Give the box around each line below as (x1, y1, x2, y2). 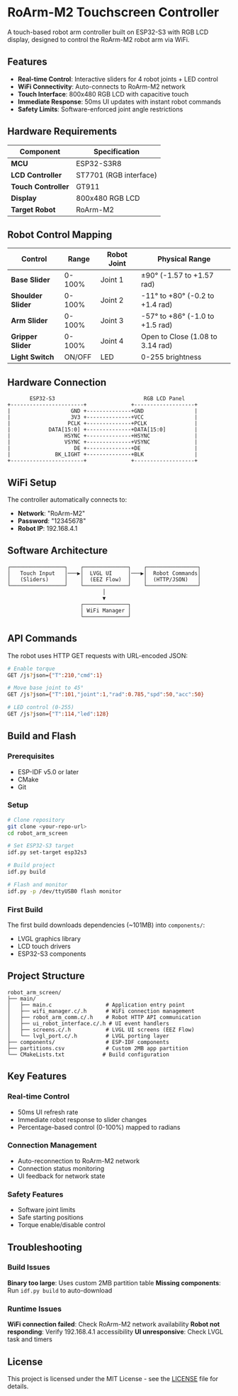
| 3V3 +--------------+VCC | (7, 414, 198, 421)
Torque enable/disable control (17, 1221, 106, 1229)
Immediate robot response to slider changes (17, 1115, 147, 1123)
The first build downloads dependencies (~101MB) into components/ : (7, 920, 205, 930)
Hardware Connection (7, 376, 107, 388)
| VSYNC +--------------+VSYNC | (7, 439, 198, 446)
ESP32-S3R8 (76, 158, 122, 168)
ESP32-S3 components (17, 950, 86, 958)
